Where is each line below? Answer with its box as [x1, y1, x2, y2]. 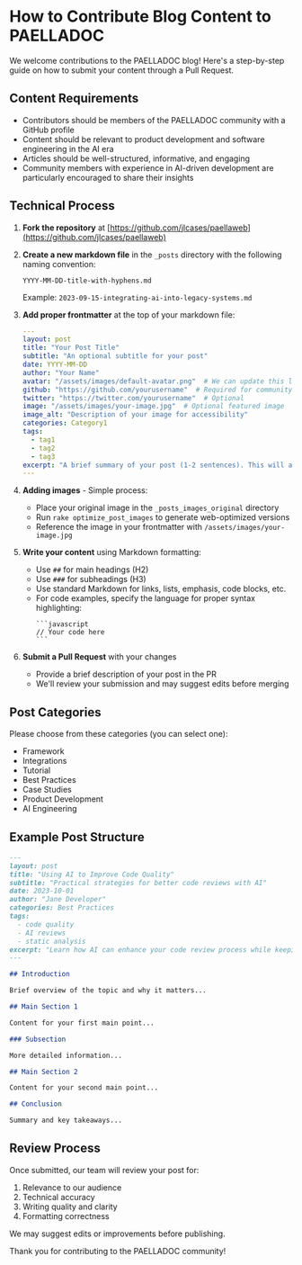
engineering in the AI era [22, 143, 114, 154]
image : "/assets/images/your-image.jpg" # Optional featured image [22, 402, 285, 411]
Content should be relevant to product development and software [22, 133, 265, 145]
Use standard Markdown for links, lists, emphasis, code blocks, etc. [35, 583, 287, 595]
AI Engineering [22, 803, 78, 814]
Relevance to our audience [22, 1181, 122, 1193]
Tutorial [22, 765, 51, 776]
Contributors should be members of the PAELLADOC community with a [22, 114, 286, 125]
